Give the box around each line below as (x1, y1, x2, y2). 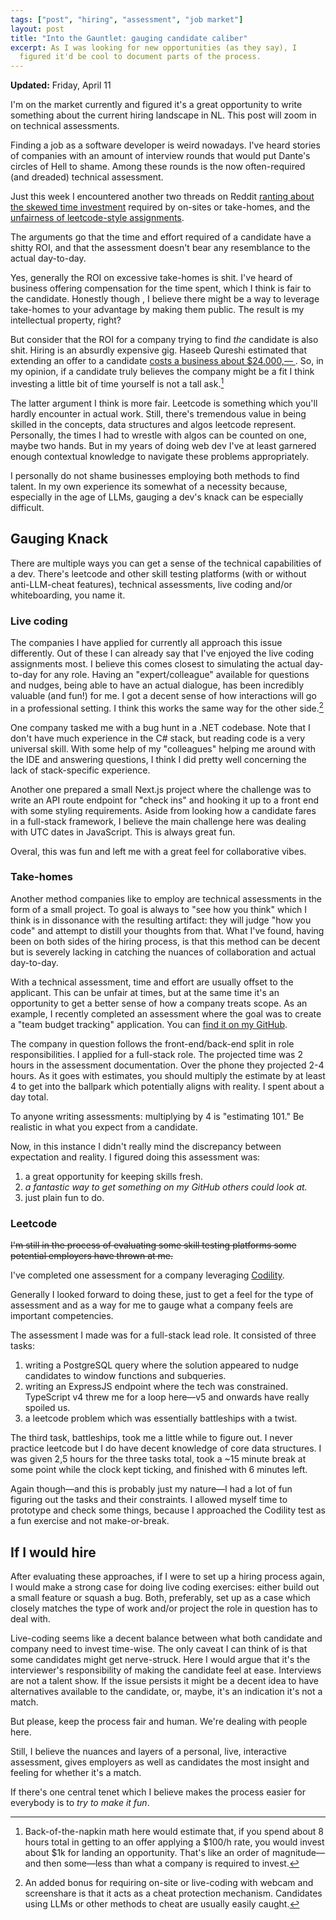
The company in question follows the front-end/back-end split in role (10, 1037, 295, 1050)
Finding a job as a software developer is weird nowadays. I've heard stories (10, 139, 321, 151)
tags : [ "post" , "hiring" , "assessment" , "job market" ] (10, 14, 244, 25)
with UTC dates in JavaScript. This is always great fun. (10, 826, 236, 838)
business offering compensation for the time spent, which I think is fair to (10, 282, 312, 295)
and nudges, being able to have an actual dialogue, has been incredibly (10, 679, 304, 691)
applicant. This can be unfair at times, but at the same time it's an (10, 986, 280, 998)
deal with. (10, 1612, 51, 1625)
